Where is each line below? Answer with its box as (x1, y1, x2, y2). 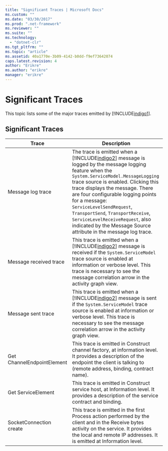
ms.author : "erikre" (5, 68, 48, 73)
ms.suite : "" (5, 30, 32, 35)
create (7, 425, 23, 432)
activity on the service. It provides (71, 425, 151, 432)
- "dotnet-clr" (9, 40, 41, 45)
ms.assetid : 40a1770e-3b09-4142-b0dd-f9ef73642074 (5, 53, 113, 59)
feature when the (71, 167, 112, 174)
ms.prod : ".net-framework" (5, 21, 61, 26)
